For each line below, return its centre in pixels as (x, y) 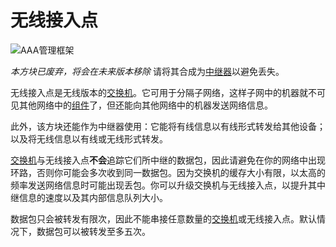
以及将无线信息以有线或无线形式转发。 (89, 138)
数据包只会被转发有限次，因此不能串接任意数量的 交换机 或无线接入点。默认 (163, 218)
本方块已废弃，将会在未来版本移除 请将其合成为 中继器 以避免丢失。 (147, 71)
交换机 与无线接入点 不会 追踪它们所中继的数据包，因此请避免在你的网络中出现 (168, 160)
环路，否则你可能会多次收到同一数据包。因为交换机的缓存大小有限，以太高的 (168, 172)
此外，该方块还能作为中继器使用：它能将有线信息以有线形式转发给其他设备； (168, 126)
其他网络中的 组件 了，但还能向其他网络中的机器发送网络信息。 (145, 105)
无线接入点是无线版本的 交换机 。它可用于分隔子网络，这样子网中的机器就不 (163, 92)
